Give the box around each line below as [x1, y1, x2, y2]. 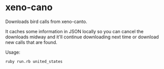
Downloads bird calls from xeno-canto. [5, 18, 87, 25]
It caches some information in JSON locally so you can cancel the [5, 28, 144, 34]
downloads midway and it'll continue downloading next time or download [5, 34, 159, 40]
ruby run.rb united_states [5, 59, 63, 64]
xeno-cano [5, 2, 53, 13]
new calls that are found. [5, 39, 58, 45]
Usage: [5, 49, 20, 55]
